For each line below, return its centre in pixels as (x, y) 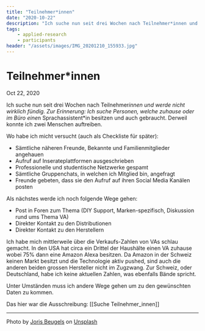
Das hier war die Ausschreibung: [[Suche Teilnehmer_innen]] (83, 304)
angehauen (29, 154)
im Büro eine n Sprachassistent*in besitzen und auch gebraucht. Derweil (97, 118)
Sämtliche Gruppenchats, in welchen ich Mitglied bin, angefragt (95, 174)
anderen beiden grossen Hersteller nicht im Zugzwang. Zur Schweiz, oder (99, 267)
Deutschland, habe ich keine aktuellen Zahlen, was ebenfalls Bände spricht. (101, 274)
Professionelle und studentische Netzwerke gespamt (81, 167)
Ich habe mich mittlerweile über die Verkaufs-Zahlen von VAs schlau (92, 241)
